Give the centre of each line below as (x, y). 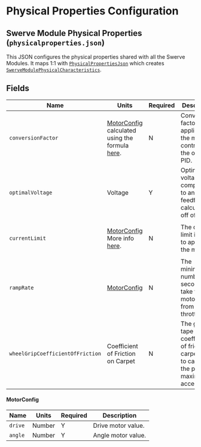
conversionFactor (34, 138)
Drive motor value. (119, 425)
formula (118, 145)
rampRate (22, 288)
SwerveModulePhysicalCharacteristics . (54, 70)
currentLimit (28, 238)
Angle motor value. (120, 436)
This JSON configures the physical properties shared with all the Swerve (96, 57)
